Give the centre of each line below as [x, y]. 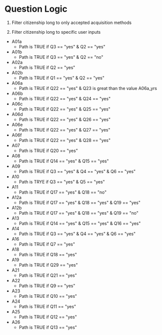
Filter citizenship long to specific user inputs [56, 32]
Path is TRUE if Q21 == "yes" [48, 275]
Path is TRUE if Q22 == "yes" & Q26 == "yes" [65, 119]
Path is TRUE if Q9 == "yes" [47, 286]
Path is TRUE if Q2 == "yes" [47, 67]
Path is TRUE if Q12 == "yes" [48, 317]
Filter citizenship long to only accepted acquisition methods [71, 22]
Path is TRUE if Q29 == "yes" [48, 265]
